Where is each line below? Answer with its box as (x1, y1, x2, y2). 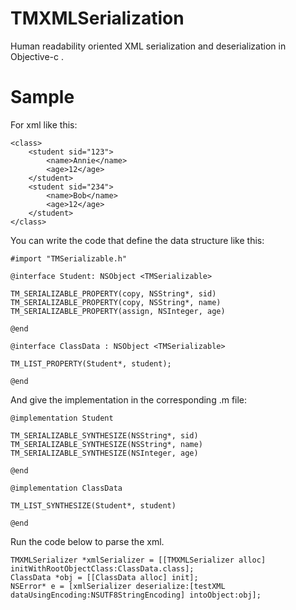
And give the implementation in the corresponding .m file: (10, 393, 248, 406)
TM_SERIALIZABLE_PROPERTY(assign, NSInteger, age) (10, 306, 226, 316)
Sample (10, 86, 75, 109)
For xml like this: (10, 118, 78, 131)
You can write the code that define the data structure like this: (10, 234, 265, 246)
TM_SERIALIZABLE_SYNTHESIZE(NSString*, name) (10, 439, 203, 449)
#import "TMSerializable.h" (10, 253, 128, 264)
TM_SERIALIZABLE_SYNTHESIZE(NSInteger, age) (10, 448, 199, 458)
